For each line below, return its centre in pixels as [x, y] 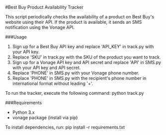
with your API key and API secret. [46, 67]
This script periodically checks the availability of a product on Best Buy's [80, 17]
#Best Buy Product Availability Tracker [44, 7]
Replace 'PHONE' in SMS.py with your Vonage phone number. [76, 73]
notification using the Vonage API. [40, 27]
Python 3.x [23, 112]
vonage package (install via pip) [45, 118]
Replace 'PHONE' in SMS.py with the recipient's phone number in [79, 78]
